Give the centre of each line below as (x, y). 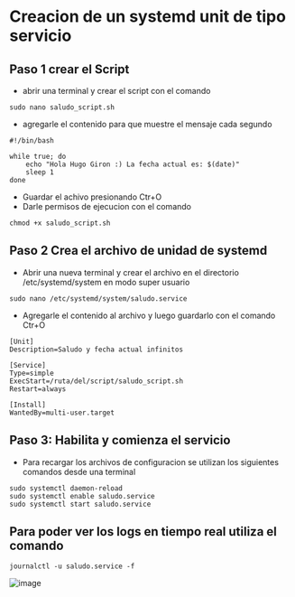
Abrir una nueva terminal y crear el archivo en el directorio (130, 272)
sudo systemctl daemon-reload (66, 488)
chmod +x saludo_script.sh (60, 223)
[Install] (28, 405)
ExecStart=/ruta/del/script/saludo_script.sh (96, 381)
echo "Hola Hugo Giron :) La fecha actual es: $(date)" (133, 164)
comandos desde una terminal (79, 471)
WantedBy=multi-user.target (62, 413)
